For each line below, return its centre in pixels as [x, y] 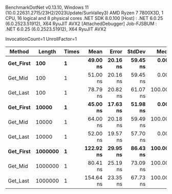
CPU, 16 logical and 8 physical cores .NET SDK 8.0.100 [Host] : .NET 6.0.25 [84, 18]
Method [19, 52]
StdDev [136, 52]
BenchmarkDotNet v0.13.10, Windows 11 [47, 7]
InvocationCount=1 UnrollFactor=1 [41, 39]
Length [47, 52]
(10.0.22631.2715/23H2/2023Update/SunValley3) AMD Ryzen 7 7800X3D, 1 [84, 13]
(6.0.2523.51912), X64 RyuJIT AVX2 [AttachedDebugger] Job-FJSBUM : [81, 23]
